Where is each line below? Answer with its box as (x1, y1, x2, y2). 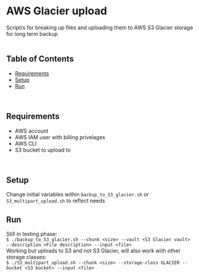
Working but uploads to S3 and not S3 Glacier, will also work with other (6, 247, 181, 254)
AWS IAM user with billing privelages (14, 133, 105, 141)
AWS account (14, 127, 49, 134)
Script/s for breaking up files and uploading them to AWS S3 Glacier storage (6, 24, 194, 31)
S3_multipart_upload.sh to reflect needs (6, 197, 105, 204)
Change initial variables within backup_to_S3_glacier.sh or (6, 191, 149, 198)
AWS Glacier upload (6, 4, 107, 18)
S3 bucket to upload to (14, 146, 71, 153)
